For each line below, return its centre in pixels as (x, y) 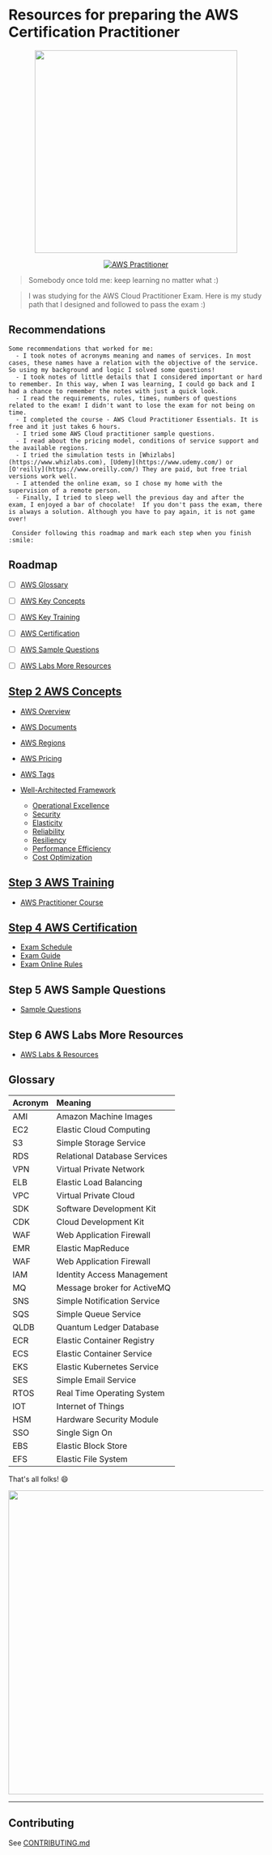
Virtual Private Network (101, 1169)
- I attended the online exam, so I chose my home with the (119, 483)
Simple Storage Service (101, 1142)
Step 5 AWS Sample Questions (87, 990)
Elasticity (47, 823)
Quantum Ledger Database (108, 1327)
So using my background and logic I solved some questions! (112, 370)
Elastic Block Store (92, 1446)
